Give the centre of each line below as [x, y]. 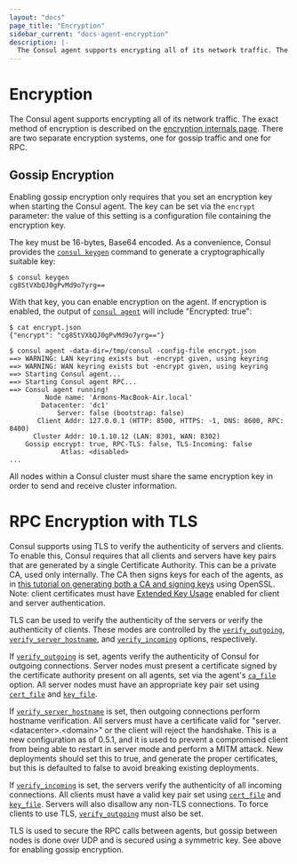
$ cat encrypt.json [45, 327]
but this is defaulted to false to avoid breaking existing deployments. [134, 768]
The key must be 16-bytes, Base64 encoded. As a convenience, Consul [140, 242]
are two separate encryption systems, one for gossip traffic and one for [140, 138]
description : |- [39, 42]
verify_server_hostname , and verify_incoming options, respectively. [133, 639]
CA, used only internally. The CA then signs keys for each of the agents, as [146, 574]
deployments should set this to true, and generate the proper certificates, [144, 758]
